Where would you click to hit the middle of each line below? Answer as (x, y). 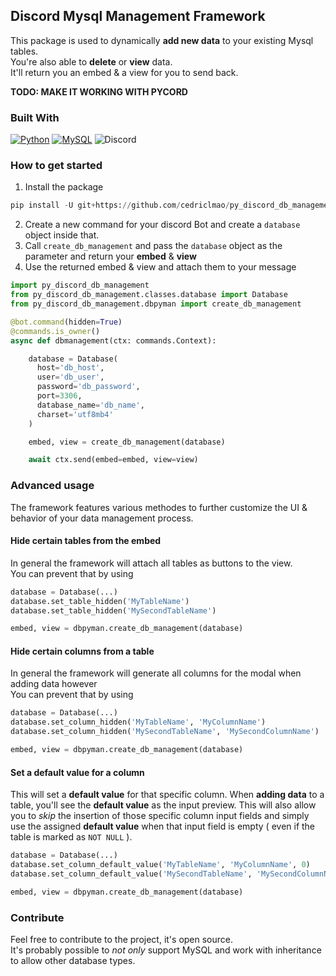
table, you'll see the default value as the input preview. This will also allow (163, 805)
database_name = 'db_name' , (90, 405)
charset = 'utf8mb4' (75, 414)
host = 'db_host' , (70, 368)
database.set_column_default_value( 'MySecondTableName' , (131, 874)
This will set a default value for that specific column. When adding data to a (167, 795)
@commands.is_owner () (55, 331)
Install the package (64, 187)
